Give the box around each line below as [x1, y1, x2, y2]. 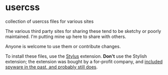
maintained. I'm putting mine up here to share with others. [5, 33, 126, 40]
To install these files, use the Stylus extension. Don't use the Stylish [5, 53, 147, 59]
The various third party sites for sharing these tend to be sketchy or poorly [5, 28, 161, 34]
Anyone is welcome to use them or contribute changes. [5, 43, 121, 49]
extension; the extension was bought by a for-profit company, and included [5, 58, 163, 64]
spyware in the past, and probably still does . [5, 64, 98, 70]
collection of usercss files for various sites [5, 18, 94, 24]
